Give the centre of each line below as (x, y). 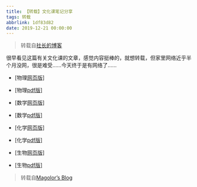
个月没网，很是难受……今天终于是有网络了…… (61, 65)
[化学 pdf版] (29, 140)
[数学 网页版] (30, 103)
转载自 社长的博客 (41, 45)
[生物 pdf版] (29, 165)
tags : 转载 (19, 17)
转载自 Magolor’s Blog (46, 178)
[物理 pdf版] (29, 90)
